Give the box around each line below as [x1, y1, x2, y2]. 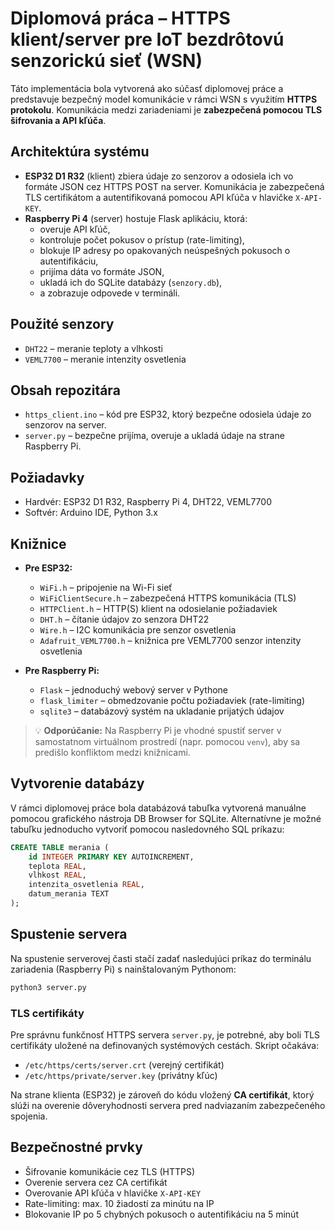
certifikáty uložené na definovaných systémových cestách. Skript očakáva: [10, 1039, 320, 1051]
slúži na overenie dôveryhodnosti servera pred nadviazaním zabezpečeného [10, 1099, 326, 1111]
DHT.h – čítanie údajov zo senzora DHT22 [39, 613, 210, 625]
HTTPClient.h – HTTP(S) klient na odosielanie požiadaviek [39, 603, 278, 614]
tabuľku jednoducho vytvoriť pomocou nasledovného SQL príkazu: [10, 823, 285, 835]
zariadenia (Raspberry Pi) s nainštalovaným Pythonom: [10, 963, 237, 975]
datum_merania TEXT [28, 889, 110, 899]
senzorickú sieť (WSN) [10, 50, 203, 72]
